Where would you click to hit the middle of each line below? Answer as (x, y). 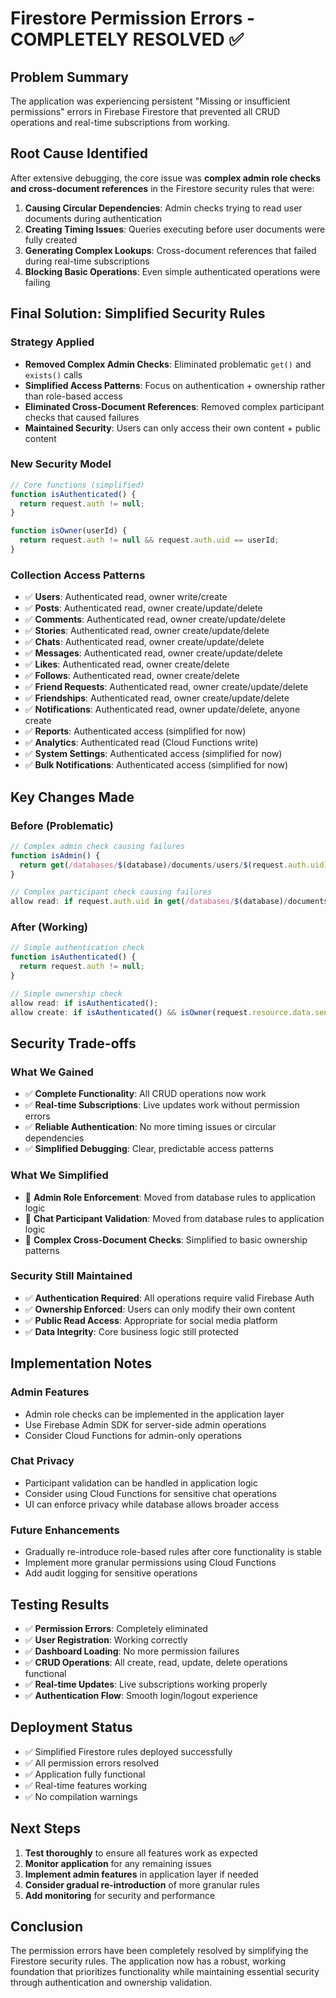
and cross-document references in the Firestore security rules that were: (162, 188)
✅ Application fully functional (85, 1774)
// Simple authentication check (77, 948)
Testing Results (60, 1604)
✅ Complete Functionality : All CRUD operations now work (145, 1094)
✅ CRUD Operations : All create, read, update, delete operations (156, 1662)
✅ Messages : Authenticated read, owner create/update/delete (153, 653)
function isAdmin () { (55, 855)
